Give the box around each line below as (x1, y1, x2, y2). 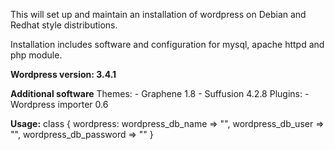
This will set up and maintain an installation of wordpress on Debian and (10, 9, 307, 20)
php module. (10, 49, 63, 61)
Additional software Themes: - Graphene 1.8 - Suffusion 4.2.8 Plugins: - (10, 88, 310, 99)
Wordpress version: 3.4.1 (10, 69, 117, 80)
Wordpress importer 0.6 (10, 99, 109, 110)
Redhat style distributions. (10, 19, 118, 31)
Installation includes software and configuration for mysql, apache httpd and (10, 39, 325, 50)
